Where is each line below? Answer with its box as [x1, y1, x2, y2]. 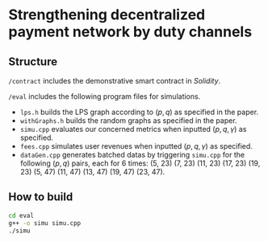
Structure [8, 55, 58, 68]
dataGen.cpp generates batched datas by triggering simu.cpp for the [19, 150, 245, 159]
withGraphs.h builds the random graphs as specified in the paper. [19, 116, 237, 125]
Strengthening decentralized [8, 6, 206, 24]
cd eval [8, 211, 35, 219]
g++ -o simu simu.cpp [8, 219, 82, 227]
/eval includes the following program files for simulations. [8, 92, 201, 101]
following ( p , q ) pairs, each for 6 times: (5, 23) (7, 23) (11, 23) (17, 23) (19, [19, 158, 261, 168]
